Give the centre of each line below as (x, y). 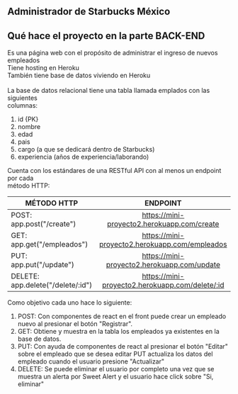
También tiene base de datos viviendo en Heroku (79, 75)
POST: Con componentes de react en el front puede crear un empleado (122, 316)
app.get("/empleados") (50, 244)
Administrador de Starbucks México (89, 12)
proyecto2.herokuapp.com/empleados (163, 244)
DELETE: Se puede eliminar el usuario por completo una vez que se (116, 369)
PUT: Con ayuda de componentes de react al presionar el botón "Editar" (123, 347)
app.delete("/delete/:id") (52, 285)
